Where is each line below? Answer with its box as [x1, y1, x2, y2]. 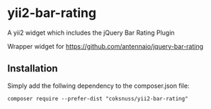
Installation [7, 62, 58, 75]
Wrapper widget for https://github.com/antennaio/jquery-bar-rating [7, 42, 204, 50]
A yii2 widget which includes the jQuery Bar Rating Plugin [7, 28, 175, 37]
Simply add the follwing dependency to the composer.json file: [7, 81, 190, 90]
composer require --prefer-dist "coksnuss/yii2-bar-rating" [7, 95, 189, 102]
